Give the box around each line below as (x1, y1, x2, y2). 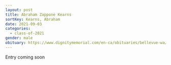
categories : (5, 26, 31, 31)
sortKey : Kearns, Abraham (5, 17, 60, 22)
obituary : (5, 40, 26, 45)
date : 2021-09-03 (5, 21, 42, 27)
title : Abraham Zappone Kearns (5, 12, 72, 17)
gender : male (5, 36, 33, 41)
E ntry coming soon (5, 54, 45, 60)
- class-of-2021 (10, 31, 44, 36)
